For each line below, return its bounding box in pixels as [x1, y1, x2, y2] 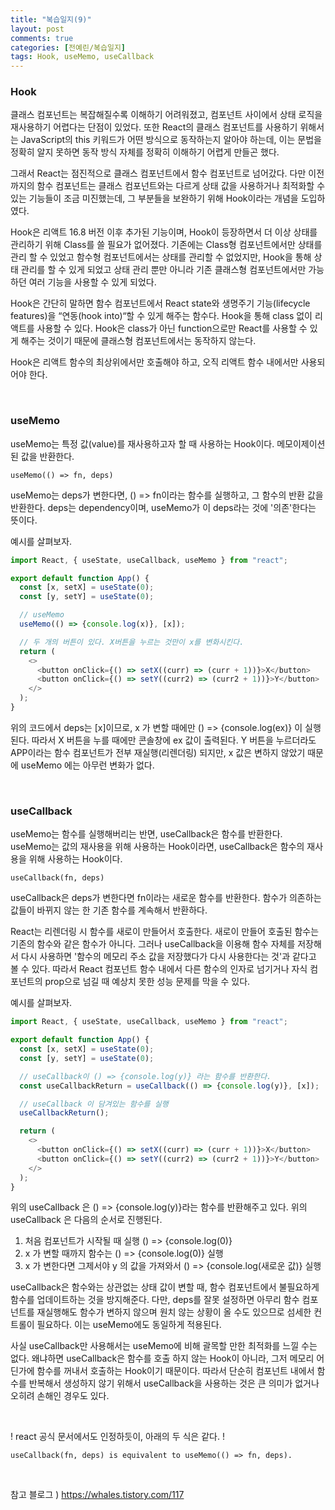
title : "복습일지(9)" [10, 14, 92, 25]
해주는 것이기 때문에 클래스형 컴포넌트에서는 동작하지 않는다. [20, 335, 257, 347]
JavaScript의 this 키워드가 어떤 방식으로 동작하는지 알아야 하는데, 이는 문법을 [20, 134, 322, 146]
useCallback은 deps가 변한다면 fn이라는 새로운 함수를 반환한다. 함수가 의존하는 [10, 892, 322, 904]
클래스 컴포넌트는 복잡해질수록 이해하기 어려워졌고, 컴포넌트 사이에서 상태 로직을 [10, 109, 323, 121]
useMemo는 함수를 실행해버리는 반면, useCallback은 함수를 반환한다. [10, 828, 283, 840]
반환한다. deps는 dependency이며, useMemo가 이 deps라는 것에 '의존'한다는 [10, 501, 317, 513]
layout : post [10, 24, 65, 34]
